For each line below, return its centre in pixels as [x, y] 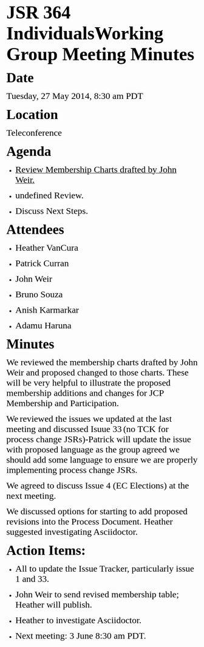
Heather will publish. [53, 605]
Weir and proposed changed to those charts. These [98, 372]
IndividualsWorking [85, 33]
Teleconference [34, 133]
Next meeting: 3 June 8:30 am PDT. [80, 636]
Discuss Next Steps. [52, 211]
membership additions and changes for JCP [85, 393]
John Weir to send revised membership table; [97, 594]
